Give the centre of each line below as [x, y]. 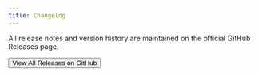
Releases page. [34, 46]
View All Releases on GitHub [55, 63]
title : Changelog [37, 15]
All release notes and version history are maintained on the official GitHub [129, 38]
